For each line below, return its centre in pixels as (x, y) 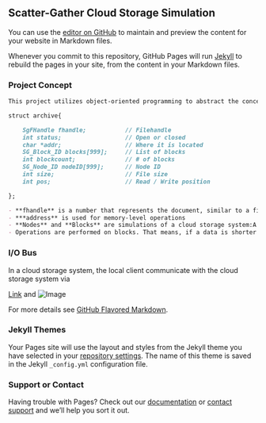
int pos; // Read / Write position (117, 182)
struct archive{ (35, 115)
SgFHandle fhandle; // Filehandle (97, 130)
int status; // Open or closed (104, 137)
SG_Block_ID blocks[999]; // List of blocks (104, 152)
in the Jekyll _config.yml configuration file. (78, 363)
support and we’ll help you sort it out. (69, 410)
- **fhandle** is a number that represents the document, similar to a (129, 210)
